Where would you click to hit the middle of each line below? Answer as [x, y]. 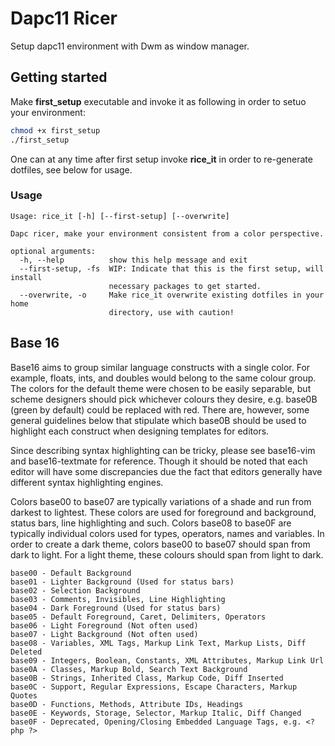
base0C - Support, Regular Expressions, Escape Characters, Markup [154, 687]
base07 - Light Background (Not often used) [104, 634]
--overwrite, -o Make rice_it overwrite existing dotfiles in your [172, 295]
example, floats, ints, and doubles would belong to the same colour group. [163, 378]
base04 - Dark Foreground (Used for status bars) [116, 608]
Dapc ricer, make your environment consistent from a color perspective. [167, 233]
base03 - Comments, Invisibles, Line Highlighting [118, 599]
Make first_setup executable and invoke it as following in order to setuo [158, 101]
